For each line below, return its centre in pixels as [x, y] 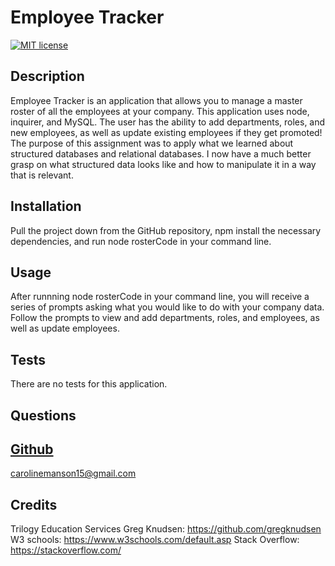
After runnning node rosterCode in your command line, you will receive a [160, 297]
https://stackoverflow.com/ [66, 550]
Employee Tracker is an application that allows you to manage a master [156, 100]
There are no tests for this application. [89, 384]
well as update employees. [65, 328]
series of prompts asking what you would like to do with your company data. [167, 307]
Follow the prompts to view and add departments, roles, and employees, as [165, 318]
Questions [43, 415]
